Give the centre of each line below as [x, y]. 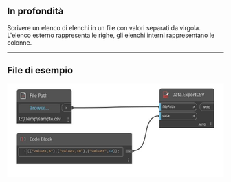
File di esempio [40, 70]
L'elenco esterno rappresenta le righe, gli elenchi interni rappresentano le [111, 35]
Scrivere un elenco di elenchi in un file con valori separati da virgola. [104, 27]
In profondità [35, 11]
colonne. [20, 42]
